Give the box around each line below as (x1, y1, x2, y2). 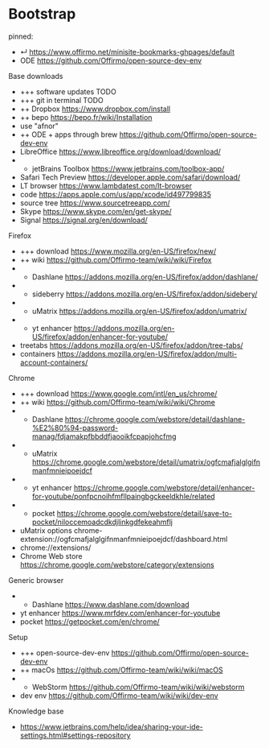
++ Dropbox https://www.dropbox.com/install (19, 104, 171, 114)
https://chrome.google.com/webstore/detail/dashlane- (64, 414, 246, 424)
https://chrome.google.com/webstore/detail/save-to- (56, 508, 233, 518)
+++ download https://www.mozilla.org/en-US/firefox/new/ (19, 246, 217, 256)
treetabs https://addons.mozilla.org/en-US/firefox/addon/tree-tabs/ (19, 340, 243, 350)
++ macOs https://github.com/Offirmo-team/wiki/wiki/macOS (19, 665, 223, 675)
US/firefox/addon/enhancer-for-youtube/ (31, 332, 169, 341)
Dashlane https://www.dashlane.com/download (31, 599, 190, 609)
